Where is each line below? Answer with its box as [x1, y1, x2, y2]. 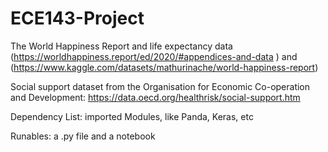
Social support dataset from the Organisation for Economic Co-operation [10, 80, 311, 92]
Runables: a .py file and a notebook [10, 130, 156, 142]
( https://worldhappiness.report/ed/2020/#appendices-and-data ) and [10, 50, 298, 62]
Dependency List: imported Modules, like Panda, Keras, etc [10, 110, 254, 122]
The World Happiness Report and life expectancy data [10, 40, 233, 52]
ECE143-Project [10, 7, 145, 30]
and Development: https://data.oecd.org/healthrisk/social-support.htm [10, 91, 301, 103]
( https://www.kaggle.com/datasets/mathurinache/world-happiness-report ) [10, 61, 319, 73]
